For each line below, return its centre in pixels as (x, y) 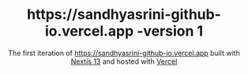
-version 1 (170, 31)
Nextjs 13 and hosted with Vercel (124, 61)
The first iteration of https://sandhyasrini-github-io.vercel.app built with (124, 53)
